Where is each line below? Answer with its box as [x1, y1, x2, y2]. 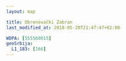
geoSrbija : [6, 40, 33, 47]
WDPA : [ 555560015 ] [6, 35, 51, 41]
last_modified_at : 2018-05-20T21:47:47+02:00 [6, 25, 120, 30]
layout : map [6, 8, 35, 15]
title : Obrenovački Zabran [6, 19, 73, 25]
